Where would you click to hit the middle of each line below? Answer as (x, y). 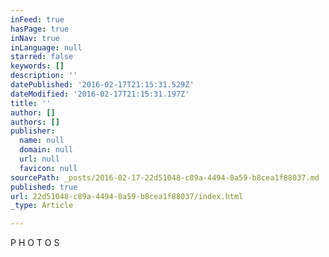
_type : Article (42, 206)
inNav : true (35, 38)
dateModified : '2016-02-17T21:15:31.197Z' (100, 94)
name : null (42, 141)
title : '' (31, 103)
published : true (44, 187)
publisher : (33, 131)
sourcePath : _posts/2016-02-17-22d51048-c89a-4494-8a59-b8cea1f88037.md (165, 177)
